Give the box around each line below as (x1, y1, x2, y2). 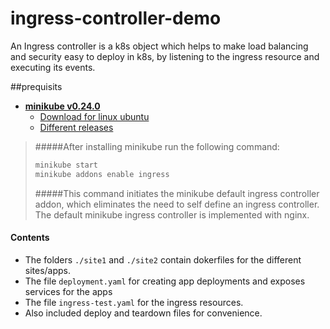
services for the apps (24, 285, 113, 297)
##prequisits (10, 80, 63, 92)
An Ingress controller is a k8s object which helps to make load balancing (10, 40, 309, 52)
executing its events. (10, 61, 96, 73)
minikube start (34, 160, 99, 170)
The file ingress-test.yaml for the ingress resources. (24, 296, 244, 308)
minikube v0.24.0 (24, 100, 101, 112)
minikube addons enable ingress (34, 169, 170, 179)
